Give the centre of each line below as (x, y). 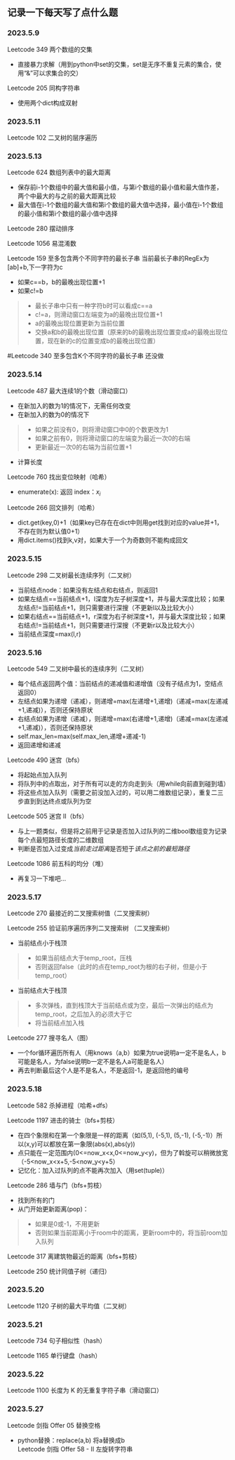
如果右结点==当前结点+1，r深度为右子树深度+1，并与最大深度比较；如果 (121, 616)
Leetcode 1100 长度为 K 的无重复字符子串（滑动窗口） (85, 1390)
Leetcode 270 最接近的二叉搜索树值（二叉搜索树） (80, 913)
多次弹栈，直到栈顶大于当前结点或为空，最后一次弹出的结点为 (124, 1006)
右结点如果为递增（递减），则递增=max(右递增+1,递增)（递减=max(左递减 (123, 718)
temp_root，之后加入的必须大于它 (83, 1014)
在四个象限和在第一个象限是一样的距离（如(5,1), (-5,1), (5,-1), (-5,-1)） (117, 1135)
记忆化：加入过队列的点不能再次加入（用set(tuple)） (93, 1170)
